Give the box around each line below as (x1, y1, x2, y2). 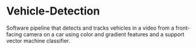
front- (175, 24, 191, 31)
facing (6, 30, 22, 38)
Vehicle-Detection (6, 4, 100, 18)
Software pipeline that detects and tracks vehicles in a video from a (6, 24, 174, 31)
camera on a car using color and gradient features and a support (23, 30, 185, 38)
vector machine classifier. (6, 37, 71, 44)
